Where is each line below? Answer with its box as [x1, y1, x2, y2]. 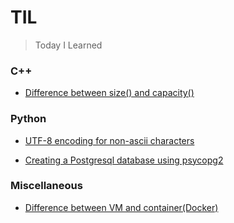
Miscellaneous [10, 179, 83, 193]
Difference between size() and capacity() [24, 87, 195, 99]
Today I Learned [34, 39, 103, 51]
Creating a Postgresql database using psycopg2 [24, 154, 224, 166]
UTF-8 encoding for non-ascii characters [24, 134, 195, 146]
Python [10, 112, 47, 126]
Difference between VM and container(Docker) [24, 201, 219, 213]
